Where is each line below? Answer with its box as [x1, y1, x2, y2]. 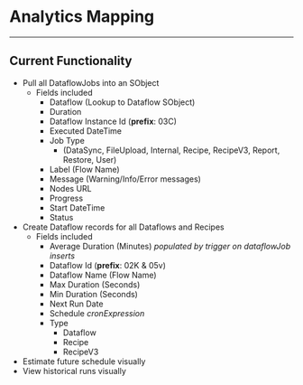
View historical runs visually [22, 365, 126, 376]
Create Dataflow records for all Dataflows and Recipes [22, 221, 225, 232]
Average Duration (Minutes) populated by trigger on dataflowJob [49, 240, 291, 251]
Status [49, 211, 74, 222]
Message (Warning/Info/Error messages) [49, 174, 201, 184]
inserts [49, 250, 75, 261]
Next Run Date [49, 298, 104, 309]
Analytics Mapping [9, 6, 155, 27]
